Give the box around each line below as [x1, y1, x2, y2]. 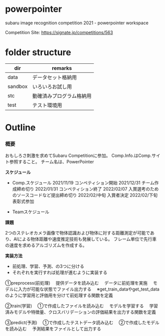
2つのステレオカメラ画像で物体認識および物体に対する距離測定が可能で [5, 230, 150, 236]
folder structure [5, 47, 71, 58]
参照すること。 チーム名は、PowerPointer [9, 159, 95, 165]
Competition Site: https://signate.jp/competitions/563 [5, 29, 113, 35]
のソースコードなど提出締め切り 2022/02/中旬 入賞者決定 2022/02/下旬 [12, 192, 158, 198]
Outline [5, 122, 36, 133]
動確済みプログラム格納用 [32, 93, 92, 99]
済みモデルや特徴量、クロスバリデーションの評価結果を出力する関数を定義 [5, 309, 156, 315]
